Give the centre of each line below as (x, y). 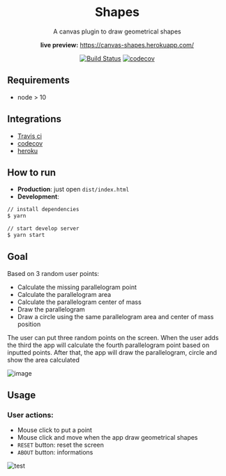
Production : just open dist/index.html (73, 190)
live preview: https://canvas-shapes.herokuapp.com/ (117, 45)
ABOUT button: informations (55, 452)
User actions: (30, 415)
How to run (32, 172)
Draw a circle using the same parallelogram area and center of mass (115, 316)
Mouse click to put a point (55, 430)
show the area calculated (44, 360)
